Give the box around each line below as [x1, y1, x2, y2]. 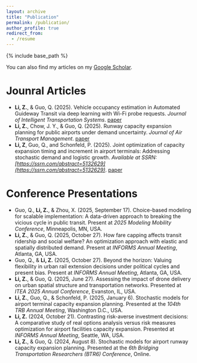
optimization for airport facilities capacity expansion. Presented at [14, 325, 175, 332]
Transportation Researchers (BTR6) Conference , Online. [14, 350, 151, 357]
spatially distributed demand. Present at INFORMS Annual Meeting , [14, 244, 178, 251]
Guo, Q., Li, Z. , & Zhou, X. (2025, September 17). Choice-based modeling [14, 206, 192, 213]
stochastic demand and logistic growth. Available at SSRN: [14, 154, 157, 161]
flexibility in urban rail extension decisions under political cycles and [14, 263, 181, 270]
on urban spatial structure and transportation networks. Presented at [14, 281, 182, 289]
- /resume [11, 36, 35, 42]
